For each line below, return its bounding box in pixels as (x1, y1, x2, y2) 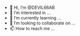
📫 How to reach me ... (9, 26, 55, 31)
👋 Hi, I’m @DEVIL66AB (9, 5, 55, 10)
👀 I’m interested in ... (9, 10, 51, 16)
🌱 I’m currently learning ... (9, 15, 62, 20)
